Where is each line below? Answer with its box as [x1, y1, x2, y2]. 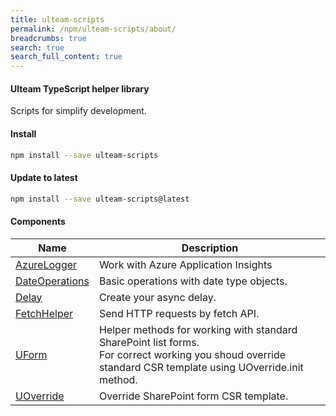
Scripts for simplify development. [10, 105, 147, 117]
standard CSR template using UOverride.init [98, 360, 304, 374]
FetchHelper [15, 306, 74, 320]
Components [10, 216, 66, 228]
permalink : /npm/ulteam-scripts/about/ [10, 24, 177, 34]
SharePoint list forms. [98, 335, 200, 349]
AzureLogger [15, 257, 78, 271]
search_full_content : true [10, 52, 123, 62]
